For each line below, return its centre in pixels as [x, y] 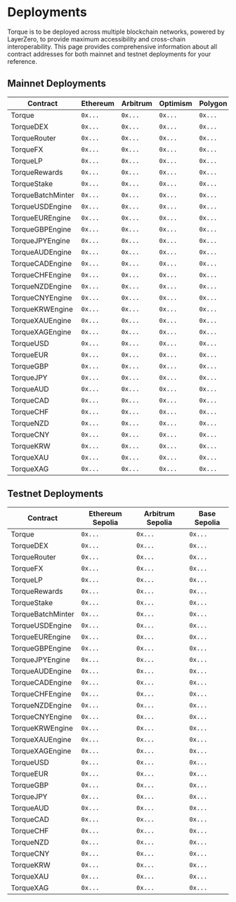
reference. [22, 61]
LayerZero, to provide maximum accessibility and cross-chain [97, 39]
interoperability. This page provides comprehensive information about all [112, 46]
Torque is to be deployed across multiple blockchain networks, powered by [116, 32]
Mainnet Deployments [57, 84]
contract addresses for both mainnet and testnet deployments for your [109, 54]
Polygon [213, 103]
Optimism [176, 103]
